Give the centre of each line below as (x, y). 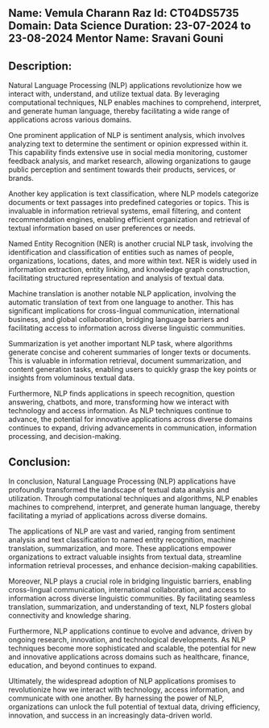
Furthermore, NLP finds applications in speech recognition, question (122, 394)
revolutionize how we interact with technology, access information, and (126, 690)
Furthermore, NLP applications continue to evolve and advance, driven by (130, 631)
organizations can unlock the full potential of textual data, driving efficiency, (134, 707)
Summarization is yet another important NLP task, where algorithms (121, 344)
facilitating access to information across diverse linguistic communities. (127, 328)
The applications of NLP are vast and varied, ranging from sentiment (122, 531)
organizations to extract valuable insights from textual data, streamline (125, 557)
